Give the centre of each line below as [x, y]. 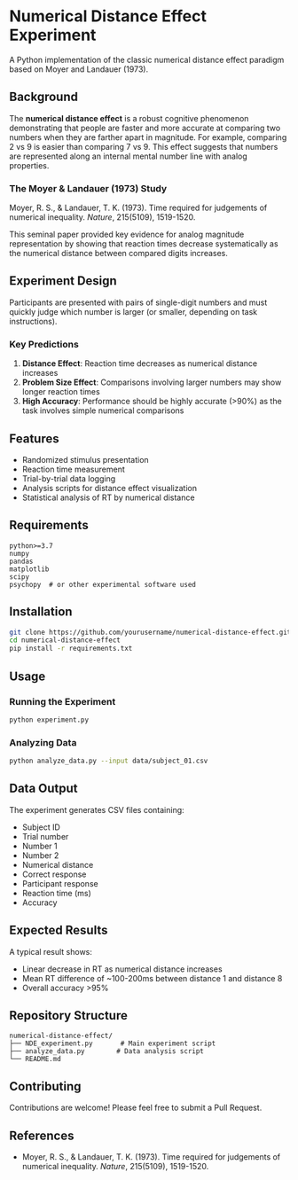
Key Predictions [44, 344]
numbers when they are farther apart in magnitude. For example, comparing [148, 137]
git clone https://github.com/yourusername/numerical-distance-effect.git [150, 632]
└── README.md [35, 1059]
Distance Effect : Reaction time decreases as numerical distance [140, 363]
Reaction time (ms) [56, 893]
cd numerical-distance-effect [65, 640]
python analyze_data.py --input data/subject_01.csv [109, 761]
